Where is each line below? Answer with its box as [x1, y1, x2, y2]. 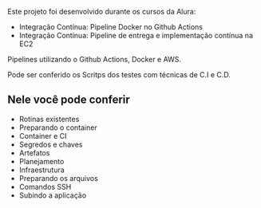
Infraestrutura [18, 165, 65, 175]
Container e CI [18, 131, 67, 140]
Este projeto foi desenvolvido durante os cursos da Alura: [7, 7, 196, 16]
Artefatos [18, 147, 50, 158]
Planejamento [18, 156, 65, 166]
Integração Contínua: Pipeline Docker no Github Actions [18, 22, 203, 31]
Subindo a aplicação [18, 190, 87, 200]
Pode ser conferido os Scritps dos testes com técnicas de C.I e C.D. [7, 70, 231, 79]
